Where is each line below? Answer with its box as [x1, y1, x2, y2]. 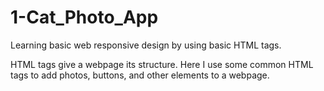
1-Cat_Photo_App [10, 6, 159, 29]
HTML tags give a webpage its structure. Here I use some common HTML [10, 58, 314, 70]
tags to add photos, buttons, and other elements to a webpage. [10, 69, 270, 81]
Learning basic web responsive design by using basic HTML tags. [10, 39, 282, 51]
